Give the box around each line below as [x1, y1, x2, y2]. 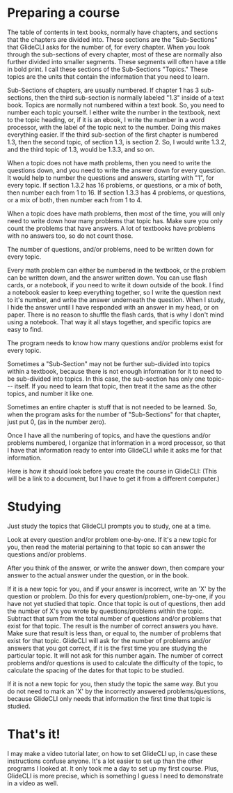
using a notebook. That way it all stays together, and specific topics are [7, 317, 211, 326]
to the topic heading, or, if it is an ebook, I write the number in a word [7, 115, 205, 123]
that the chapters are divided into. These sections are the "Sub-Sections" [7, 35, 218, 43]
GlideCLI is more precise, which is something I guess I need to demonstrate [7, 771, 224, 780]
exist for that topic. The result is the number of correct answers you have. [7, 621, 218, 630]
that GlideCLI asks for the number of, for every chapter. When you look [7, 43, 210, 51]
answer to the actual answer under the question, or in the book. [7, 571, 189, 580]
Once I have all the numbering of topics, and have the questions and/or [7, 431, 211, 439]
